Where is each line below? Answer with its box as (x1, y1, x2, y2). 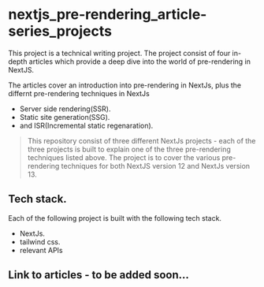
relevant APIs (19, 245, 63, 255)
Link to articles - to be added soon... (8, 268, 189, 281)
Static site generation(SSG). (19, 112, 110, 121)
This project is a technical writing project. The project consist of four (8, 48, 231, 58)
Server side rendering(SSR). (19, 104, 111, 114)
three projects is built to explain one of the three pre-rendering (27, 144, 231, 154)
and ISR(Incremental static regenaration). (19, 121, 154, 130)
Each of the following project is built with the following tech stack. (8, 213, 222, 222)
